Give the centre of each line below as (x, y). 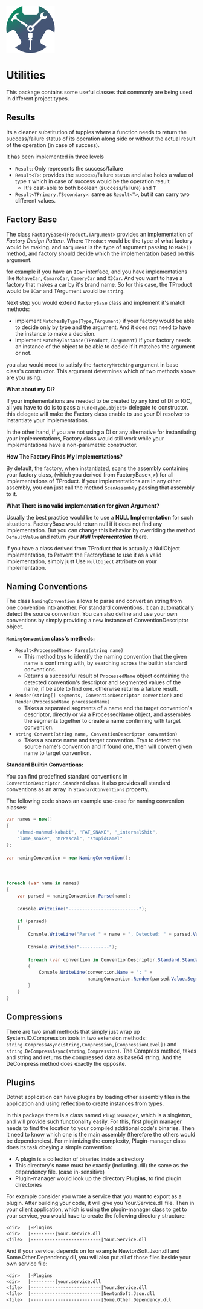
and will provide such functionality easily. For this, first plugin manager (94, 1121)
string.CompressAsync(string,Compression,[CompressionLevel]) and (92, 1044)
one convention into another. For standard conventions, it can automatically (100, 607)
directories (28, 1185)
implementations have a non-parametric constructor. (72, 445)
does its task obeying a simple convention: (60, 1147)
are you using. (24, 377)
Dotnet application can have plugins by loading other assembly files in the (98, 1097)
